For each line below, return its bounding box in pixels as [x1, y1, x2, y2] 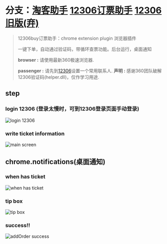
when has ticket [5, 173, 46, 180]
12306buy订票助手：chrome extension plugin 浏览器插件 [17, 35, 136, 41]
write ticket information [5, 130, 65, 137]
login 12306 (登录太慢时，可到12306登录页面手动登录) [5, 105, 140, 113]
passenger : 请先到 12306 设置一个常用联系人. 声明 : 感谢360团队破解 [17, 67, 162, 74]
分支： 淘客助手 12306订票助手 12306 [5, 5, 162, 16]
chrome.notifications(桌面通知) [5, 157, 106, 166]
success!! [5, 222, 31, 229]
